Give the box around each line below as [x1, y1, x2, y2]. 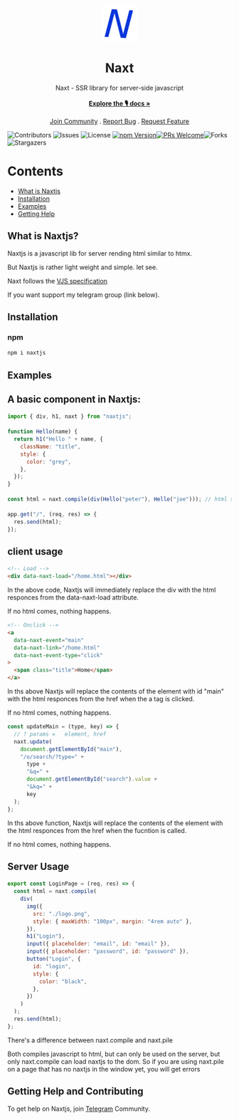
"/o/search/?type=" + [20, 753, 84, 760]
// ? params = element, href [14, 731, 107, 738]
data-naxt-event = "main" [14, 637, 84, 644]
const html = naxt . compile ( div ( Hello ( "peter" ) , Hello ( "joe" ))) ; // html [7, 496, 228, 503]
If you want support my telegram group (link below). [7, 291, 160, 299]
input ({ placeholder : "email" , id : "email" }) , [26, 941, 171, 948]
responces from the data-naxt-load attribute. [7, 593, 139, 602]
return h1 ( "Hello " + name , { [14, 436, 103, 443]
